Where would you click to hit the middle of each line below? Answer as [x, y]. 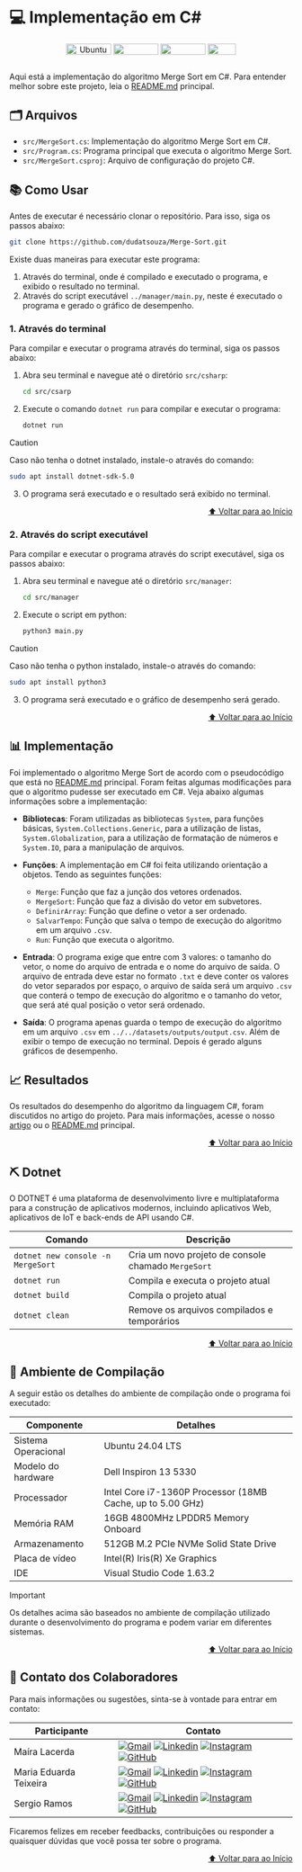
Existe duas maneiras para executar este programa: [105, 259]
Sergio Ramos [44, 1803]
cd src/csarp [47, 392]
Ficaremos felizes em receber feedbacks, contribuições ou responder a [142, 1831]
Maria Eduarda [45, 1771]
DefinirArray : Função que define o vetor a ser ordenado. [141, 910]
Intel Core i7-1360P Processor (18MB [186, 1492]
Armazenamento [49, 1544]
